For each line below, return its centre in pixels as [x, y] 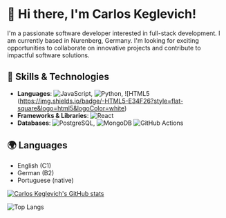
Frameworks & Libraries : [53, 115]
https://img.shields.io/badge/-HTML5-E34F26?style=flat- [102, 101]
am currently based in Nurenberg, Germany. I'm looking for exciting [103, 40]
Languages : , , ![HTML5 [83, 93]
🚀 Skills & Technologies [58, 77]
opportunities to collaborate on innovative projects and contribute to [104, 48]
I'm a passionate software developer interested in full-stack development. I [114, 33]
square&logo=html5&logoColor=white [71, 108]
